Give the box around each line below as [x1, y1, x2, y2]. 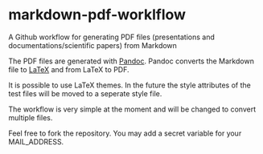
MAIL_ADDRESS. [8, 136, 64, 146]
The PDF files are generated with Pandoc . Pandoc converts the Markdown [8, 56, 255, 66]
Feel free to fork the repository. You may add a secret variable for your [8, 128, 242, 138]
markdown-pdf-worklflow [8, 6, 187, 24]
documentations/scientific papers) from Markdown [8, 40, 177, 50]
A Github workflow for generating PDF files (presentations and [8, 32, 215, 42]
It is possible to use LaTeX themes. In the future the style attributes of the [8, 80, 251, 90]
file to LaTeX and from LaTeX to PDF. [8, 64, 129, 74]
